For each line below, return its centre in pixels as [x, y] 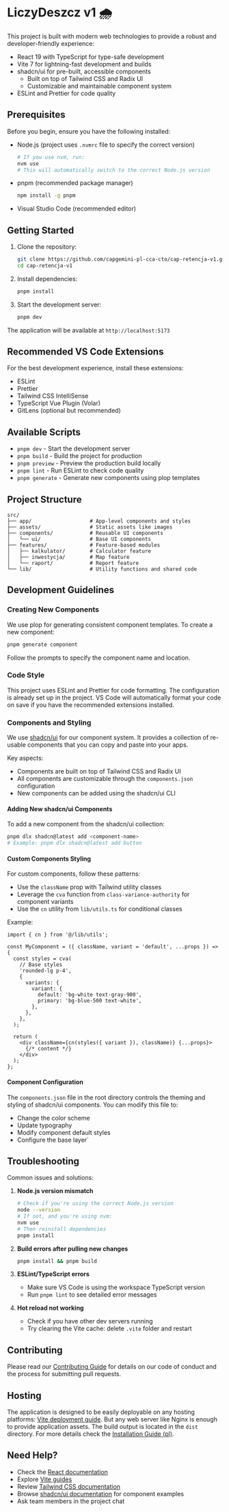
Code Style [26, 675]
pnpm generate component [42, 645]
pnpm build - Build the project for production [79, 456]
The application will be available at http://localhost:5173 [89, 330]
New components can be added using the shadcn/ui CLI [96, 793]
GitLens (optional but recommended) [69, 411]
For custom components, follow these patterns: [74, 874]
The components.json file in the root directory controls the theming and [106, 1097]
